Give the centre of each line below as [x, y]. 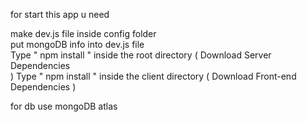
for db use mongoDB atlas [64, 106]
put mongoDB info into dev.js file [77, 44]
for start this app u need [60, 14]
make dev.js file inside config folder [83, 33]
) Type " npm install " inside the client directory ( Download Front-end [153, 76]
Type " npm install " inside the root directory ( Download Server [141, 55]
